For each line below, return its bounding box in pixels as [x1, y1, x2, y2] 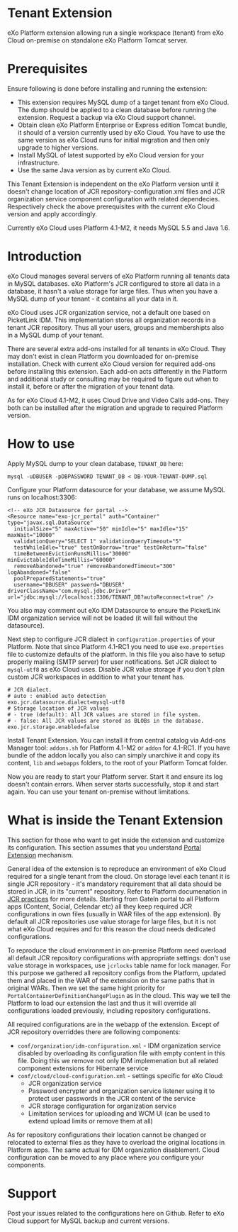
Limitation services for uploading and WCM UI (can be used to [28, 1109, 210, 1118]
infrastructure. [17, 158, 60, 167]
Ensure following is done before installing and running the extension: [7, 84, 208, 93]
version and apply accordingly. [7, 209, 98, 218]
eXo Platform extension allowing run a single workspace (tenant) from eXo [7, 28, 225, 37]
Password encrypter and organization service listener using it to [28, 1087, 215, 1095]
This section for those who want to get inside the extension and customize [7, 836, 225, 844]
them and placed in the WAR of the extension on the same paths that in [7, 976, 215, 984]
